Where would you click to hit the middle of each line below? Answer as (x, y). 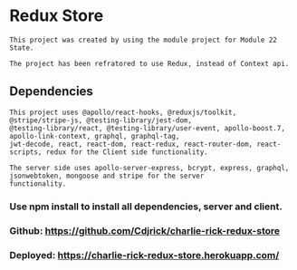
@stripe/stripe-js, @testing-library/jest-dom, (101, 120)
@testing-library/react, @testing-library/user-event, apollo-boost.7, (147, 128)
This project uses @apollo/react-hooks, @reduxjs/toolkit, (123, 112)
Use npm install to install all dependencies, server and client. (146, 207)
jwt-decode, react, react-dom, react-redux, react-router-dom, (131, 144)
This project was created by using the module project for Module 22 (144, 40)
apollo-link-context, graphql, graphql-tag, (95, 136)
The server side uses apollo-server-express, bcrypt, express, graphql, (149, 168)
